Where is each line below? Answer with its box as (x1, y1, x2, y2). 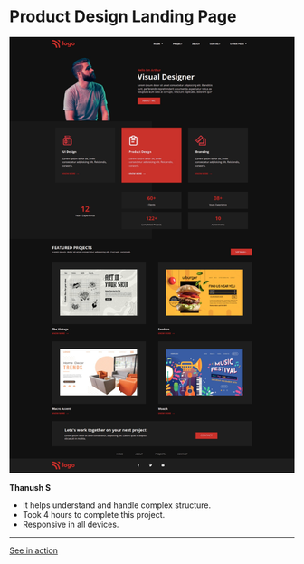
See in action (9, 545, 59, 556)
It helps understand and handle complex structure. (22, 500, 212, 511)
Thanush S (9, 483, 52, 493)
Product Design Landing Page (9, 6, 237, 27)
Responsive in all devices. (22, 519, 119, 531)
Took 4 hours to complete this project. (22, 510, 166, 521)
